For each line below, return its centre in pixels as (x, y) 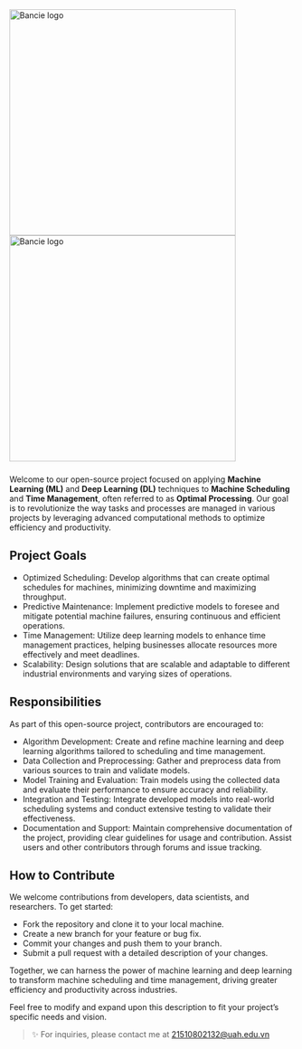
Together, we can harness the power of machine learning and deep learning (151, 970)
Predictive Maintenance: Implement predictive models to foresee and (151, 606)
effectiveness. (49, 818)
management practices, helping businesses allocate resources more (150, 645)
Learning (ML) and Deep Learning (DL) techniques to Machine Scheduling (150, 488)
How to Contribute (62, 875)
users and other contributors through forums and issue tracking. (142, 847)
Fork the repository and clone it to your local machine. (123, 924)
